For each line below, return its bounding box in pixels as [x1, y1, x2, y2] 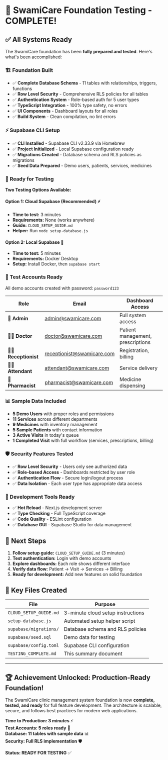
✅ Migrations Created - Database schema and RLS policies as [12, 151, 141, 157]
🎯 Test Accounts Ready [5, 273, 63, 280]
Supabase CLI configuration [63, 642, 130, 649]
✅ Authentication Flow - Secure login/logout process [12, 475, 123, 481]
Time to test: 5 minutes [12, 250, 61, 256]
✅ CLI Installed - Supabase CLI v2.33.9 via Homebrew [12, 140, 125, 146]
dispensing [119, 382, 145, 389]
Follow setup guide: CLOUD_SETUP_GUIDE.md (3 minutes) [12, 550, 125, 556]
